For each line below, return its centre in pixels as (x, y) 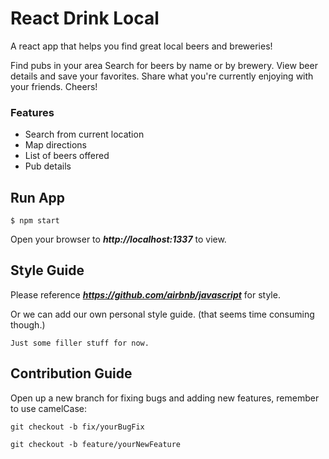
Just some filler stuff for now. (80, 343)
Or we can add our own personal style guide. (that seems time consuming (162, 314)
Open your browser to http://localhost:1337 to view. (118, 239)
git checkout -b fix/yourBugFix (77, 427)
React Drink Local (85, 18)
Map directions (56, 145)
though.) (28, 324)
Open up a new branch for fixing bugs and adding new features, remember (165, 398)
